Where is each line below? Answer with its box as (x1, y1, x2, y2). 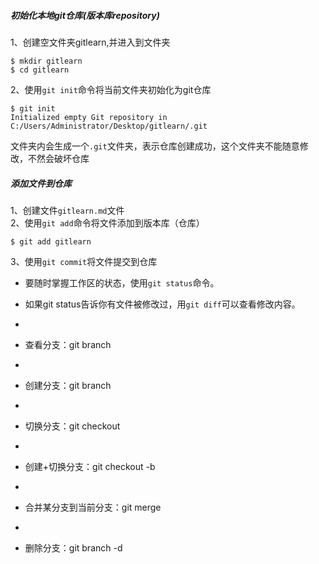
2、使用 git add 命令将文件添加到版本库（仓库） (10, 216, 205, 229)
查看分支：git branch (24, 338, 112, 350)
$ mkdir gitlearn (10, 56, 83, 66)
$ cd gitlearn (10, 65, 70, 75)
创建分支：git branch (24, 379, 112, 391)
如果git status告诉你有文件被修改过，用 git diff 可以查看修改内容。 (24, 298, 301, 310)
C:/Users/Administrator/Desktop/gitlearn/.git (10, 121, 208, 131)
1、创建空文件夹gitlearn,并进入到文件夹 (10, 36, 171, 48)
